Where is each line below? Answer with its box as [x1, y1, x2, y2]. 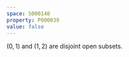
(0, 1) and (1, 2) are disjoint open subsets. [6, 42, 123, 51]
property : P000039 [6, 17, 60, 24]
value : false [6, 23, 44, 30]
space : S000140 [6, 10, 51, 17]
